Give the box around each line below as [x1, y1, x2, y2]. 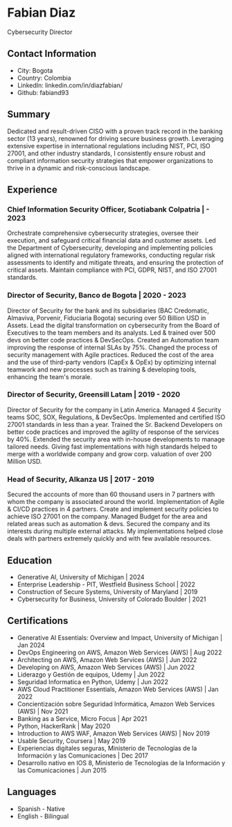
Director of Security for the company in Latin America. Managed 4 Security [7, 406, 222, 414]
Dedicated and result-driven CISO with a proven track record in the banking [7, 127, 223, 135]
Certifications [7, 615, 69, 627]
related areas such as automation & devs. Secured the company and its [7, 520, 211, 528]
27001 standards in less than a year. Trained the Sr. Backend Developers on [7, 420, 223, 428]
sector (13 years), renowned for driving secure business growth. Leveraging [7, 134, 224, 143]
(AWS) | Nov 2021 [17, 707, 69, 715]
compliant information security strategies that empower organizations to [7, 156, 213, 164]
